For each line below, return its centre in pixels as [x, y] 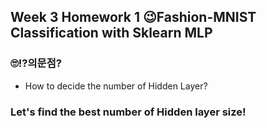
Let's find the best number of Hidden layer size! [128, 112]
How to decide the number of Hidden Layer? [116, 86]
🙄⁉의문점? [36, 63]
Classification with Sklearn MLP [111, 33]
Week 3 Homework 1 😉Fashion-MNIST [133, 17]
